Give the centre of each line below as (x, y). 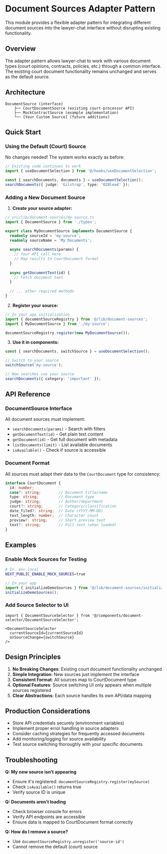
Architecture (25, 92)
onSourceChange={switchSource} (42, 637)
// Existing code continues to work (43, 167)
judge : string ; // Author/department (56, 502)
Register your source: (35, 305)
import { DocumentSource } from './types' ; (51, 222)
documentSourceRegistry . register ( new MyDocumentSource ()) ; (68, 333)
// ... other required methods (42, 291)
